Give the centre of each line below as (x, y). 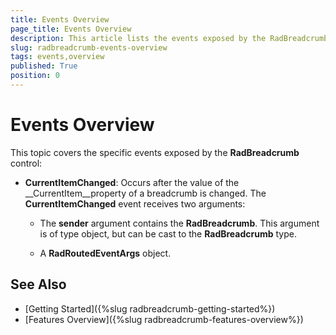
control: (26, 163)
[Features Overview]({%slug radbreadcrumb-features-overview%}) (164, 319)
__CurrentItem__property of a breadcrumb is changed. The (145, 193)
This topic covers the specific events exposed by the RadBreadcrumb (155, 152)
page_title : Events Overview (71, 29)
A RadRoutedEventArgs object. (105, 253)
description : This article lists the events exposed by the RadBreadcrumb (169, 38)
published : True (44, 66)
